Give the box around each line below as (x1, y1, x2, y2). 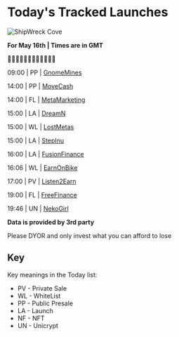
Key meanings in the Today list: (7, 270, 98, 279)
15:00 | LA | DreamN (7, 109, 66, 117)
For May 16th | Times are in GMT (7, 41, 104, 49)
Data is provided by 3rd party (7, 218, 95, 226)
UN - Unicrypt (17, 321, 58, 330)
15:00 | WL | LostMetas (7, 122, 74, 131)
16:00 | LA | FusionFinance (7, 150, 84, 158)
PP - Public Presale (17, 299, 74, 308)
